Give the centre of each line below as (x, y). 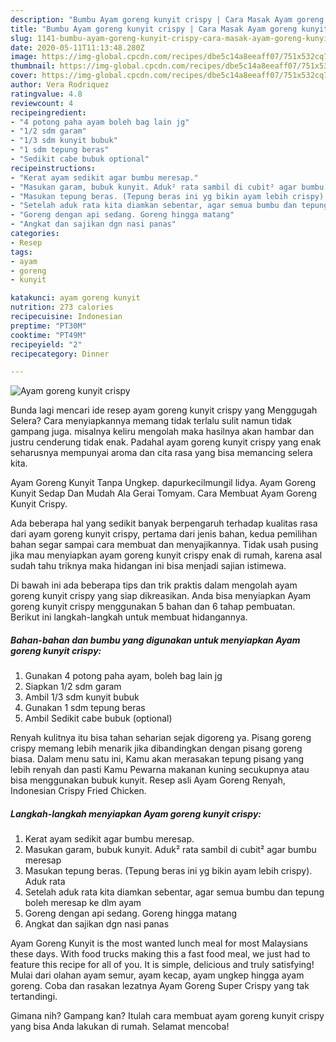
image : (24, 57)
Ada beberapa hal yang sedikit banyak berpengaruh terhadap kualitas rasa (164, 523)
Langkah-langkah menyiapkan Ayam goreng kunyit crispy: (136, 813)
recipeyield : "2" (46, 344)
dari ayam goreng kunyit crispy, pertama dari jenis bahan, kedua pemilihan (164, 534)
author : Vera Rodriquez (60, 85)
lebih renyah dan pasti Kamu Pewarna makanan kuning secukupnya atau (160, 770)
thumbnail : (33, 66)
